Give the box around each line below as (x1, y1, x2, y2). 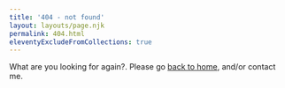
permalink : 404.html (9, 29, 86, 38)
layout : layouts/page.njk (9, 21, 104, 30)
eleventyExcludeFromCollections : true (9, 37, 152, 47)
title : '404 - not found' (9, 12, 104, 22)
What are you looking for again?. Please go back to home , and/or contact (9, 62, 276, 72)
